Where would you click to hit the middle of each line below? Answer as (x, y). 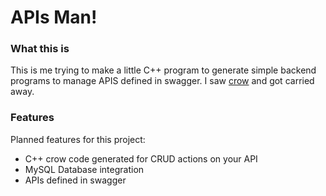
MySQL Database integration (84, 169)
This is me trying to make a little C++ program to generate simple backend (163, 70)
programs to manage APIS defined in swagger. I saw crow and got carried (162, 81)
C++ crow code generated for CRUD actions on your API (141, 158)
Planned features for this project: (78, 139)
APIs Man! (54, 17)
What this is (40, 49)
